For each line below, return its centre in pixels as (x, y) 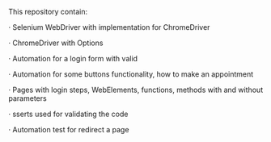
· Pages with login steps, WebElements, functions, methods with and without (136, 90)
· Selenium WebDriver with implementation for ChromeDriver (109, 27)
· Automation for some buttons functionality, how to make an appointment (131, 74)
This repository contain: (48, 12)
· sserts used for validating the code (68, 114)
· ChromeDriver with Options (56, 43)
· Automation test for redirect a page (69, 129)
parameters (28, 98)
